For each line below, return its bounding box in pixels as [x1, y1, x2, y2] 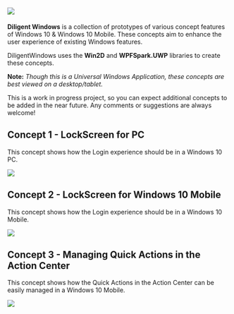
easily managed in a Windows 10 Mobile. [7, 286, 125, 294]
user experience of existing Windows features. [7, 37, 143, 46]
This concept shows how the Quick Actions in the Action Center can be [7, 279, 215, 287]
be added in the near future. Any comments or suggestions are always [7, 101, 212, 109]
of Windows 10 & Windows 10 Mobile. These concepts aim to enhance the [7, 30, 222, 38]
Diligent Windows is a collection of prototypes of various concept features [7, 22, 226, 31]
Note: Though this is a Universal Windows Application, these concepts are [7, 72, 225, 80]
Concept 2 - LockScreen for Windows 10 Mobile [7, 189, 221, 201]
